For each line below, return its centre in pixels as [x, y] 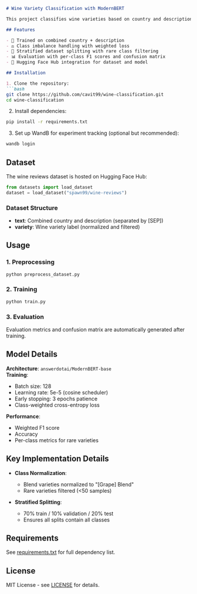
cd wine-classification [35, 100]
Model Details [32, 354]
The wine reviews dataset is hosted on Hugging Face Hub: [77, 176]
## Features [21, 29]
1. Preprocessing [30, 262]
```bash [16, 89]
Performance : [23, 416]
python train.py [26, 301]
